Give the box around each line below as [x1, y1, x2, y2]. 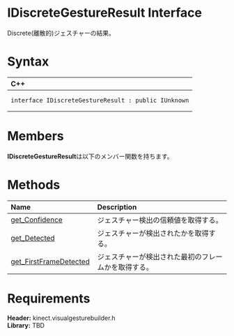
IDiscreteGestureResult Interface [7, 5, 202, 21]
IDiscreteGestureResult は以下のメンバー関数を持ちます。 [7, 152, 173, 160]
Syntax [7, 54, 49, 70]
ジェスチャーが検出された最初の [97, 252, 202, 261]
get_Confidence [10, 215, 63, 224]
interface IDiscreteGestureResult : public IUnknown [10, 96, 189, 104]
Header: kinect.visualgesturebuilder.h [7, 314, 116, 322]
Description [97, 202, 137, 212]
